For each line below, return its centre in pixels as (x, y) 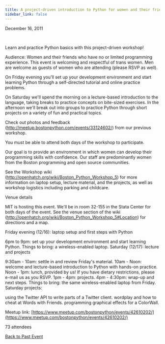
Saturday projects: (24, 288)
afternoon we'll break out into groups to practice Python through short (76, 107)
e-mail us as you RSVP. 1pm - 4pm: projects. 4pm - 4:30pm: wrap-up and (80, 277)
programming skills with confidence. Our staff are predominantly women (78, 157)
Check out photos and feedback (38, 122)
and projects (18, 252)
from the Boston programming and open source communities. (68, 162)
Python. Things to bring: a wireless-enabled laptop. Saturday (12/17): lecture (82, 246)
